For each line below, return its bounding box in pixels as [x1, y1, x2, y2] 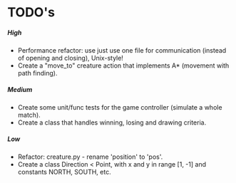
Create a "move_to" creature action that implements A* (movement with [17, 61, 230, 70]
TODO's [7, 4, 56, 21]
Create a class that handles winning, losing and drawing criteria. [17, 118, 207, 127]
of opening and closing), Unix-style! [17, 54, 123, 63]
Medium [7, 85, 33, 93]
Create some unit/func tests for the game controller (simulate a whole [17, 103, 222, 112]
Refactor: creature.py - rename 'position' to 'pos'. [17, 152, 163, 161]
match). [17, 111, 41, 120]
